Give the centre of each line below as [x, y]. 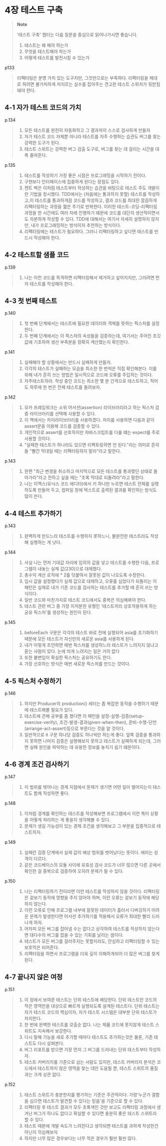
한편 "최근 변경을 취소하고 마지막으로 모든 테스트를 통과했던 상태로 [88, 471]
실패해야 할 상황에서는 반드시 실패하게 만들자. [68, 362]
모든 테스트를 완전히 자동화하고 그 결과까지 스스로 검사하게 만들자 [87, 130]
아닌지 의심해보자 [41, 1132]
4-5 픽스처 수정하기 [33, 681]
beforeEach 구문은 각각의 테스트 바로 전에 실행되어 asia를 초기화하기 [91, 633]
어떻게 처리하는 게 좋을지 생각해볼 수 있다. [70, 820]
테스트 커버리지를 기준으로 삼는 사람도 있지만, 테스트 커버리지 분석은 [90, 1062]
